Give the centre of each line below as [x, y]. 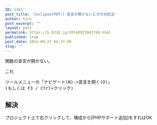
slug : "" [14, 46]
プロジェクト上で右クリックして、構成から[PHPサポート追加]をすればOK [79, 118]
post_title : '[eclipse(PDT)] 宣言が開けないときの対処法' [61, 14]
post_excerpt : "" [23, 23]
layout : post [18, 28]
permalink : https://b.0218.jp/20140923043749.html [58, 32]
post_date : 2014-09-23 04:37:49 [38, 42]
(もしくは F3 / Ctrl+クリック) [39, 88]
